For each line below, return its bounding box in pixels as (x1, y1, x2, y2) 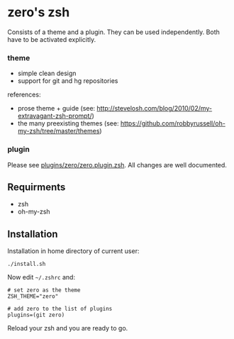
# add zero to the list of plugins (7, 306, 113, 313)
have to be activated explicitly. (7, 35, 96, 43)
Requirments (7, 181, 66, 193)
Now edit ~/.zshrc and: (7, 273, 76, 282)
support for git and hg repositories (17, 77, 118, 85)
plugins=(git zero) (7, 311, 65, 319)
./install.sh (7, 260, 46, 268)
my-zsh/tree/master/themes (17, 127, 100, 135)
